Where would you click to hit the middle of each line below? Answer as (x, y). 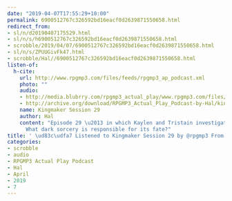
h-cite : (25, 71)
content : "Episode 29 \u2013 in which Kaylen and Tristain (106, 123)
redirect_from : (29, 26)
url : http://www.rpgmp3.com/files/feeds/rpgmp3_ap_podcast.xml (113, 78)
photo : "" (34, 84)
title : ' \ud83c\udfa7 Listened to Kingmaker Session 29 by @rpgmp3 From (116, 135)
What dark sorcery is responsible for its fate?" (98, 129)
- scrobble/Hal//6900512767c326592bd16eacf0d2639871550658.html (101, 59)
